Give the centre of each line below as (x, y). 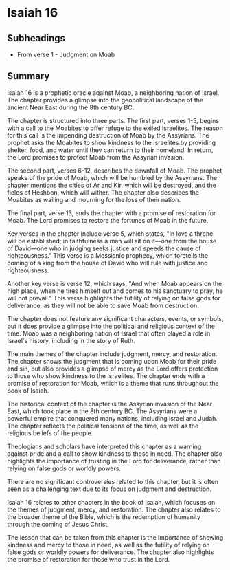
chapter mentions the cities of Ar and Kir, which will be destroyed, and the (112, 185)
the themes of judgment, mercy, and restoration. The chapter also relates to (114, 509)
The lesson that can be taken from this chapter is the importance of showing (115, 537)
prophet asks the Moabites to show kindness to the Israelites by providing (112, 142)
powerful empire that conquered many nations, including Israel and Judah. (113, 418)
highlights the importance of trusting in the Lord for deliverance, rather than (114, 461)
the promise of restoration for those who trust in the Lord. (89, 559)
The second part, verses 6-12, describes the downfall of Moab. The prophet (115, 171)
